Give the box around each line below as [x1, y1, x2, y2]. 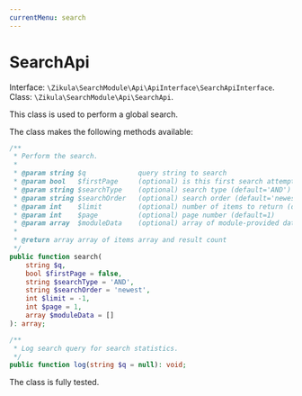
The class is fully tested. [9, 377, 100, 388]
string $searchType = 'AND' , [25, 277, 135, 286]
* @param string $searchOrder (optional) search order [13, 193, 231, 202]
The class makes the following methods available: [9, 126, 193, 137]
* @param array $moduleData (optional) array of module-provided [13, 219, 280, 228]
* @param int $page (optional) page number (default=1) [13, 211, 276, 220]
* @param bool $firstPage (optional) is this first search [13, 177, 263, 186]
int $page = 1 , [25, 302, 83, 311]
